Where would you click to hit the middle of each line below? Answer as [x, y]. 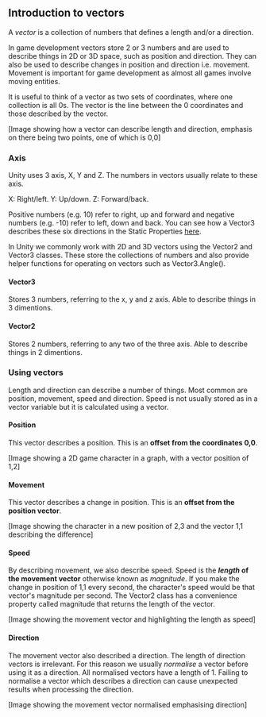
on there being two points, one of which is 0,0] [85, 137]
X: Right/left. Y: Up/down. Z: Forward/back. [79, 199]
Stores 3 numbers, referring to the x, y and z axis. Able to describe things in [132, 299]
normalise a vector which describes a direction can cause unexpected [123, 680]
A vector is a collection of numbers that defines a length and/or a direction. [131, 32]
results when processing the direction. [71, 689]
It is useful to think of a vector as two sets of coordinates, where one [120, 96]
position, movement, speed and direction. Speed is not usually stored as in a [133, 398]
